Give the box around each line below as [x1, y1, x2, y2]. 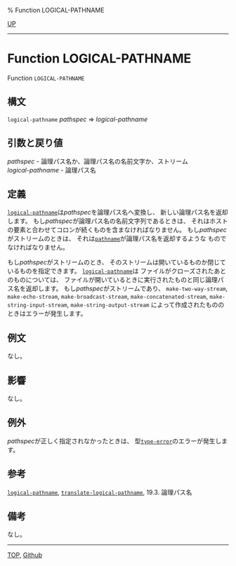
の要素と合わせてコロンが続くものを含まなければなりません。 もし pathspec [7, 226, 227, 234]
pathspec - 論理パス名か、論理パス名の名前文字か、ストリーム [7, 157, 188, 166]
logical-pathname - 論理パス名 [7, 166, 96, 174]
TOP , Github [7, 551, 43, 560]
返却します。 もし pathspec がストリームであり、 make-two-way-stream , [25, 284, 228, 293]
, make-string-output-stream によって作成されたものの [67, 301, 225, 309]
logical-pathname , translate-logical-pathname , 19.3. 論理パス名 [7, 487, 192, 497]
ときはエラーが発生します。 [7, 309, 87, 318]
